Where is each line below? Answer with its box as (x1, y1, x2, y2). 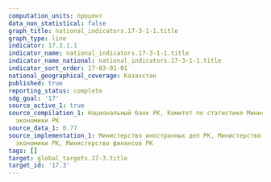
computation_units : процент (8, 11, 103, 20)
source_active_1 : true (8, 101, 85, 110)
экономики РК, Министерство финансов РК (15, 139, 153, 147)
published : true (8, 79, 63, 87)
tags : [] (8, 147, 38, 155)
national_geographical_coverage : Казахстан (8, 72, 157, 80)
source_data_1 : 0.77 (8, 124, 78, 132)
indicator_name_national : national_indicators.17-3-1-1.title (8, 57, 222, 65)
